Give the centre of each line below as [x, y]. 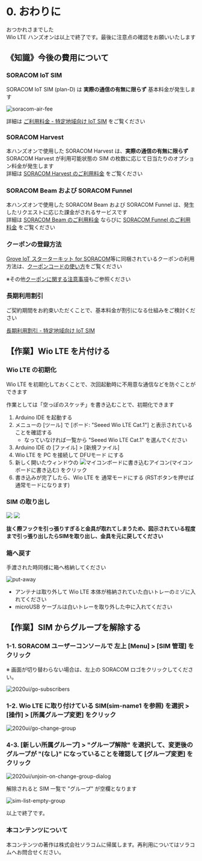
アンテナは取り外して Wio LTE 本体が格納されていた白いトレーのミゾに [103, 592]
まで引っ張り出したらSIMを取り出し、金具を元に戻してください [85, 536]
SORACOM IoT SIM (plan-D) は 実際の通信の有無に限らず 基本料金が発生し [98, 89]
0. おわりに [34, 12]
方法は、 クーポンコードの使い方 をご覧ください [64, 266]
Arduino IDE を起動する [44, 417]
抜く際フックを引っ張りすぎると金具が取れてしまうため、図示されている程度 [101, 529]
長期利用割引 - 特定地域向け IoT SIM [50, 330]
